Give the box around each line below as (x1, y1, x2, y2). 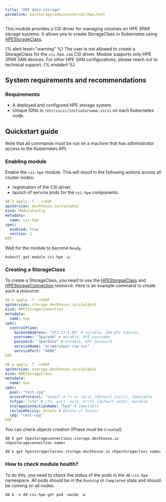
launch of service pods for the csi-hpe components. (12, 189, 119, 195)
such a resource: (5, 288, 40, 294)
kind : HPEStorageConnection (5, 307, 64, 312)
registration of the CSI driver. (12, 184, 72, 190)
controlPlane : (9, 325, 39, 331)
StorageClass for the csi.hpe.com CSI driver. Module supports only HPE (5, 51, 152, 57)
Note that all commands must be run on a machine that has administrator (5, 140, 155, 146)
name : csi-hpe (9, 217, 39, 223)
